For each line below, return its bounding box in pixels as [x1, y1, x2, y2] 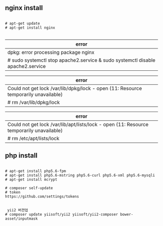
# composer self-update [5, 185, 53, 191]
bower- [120, 212, 133, 217]
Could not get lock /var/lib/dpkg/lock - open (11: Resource [7, 85, 142, 92]
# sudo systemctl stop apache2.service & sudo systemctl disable [7, 57, 156, 64]
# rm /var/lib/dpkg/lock [7, 99, 60, 106]
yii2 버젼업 [7, 208, 28, 212]
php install [5, 151, 38, 160]
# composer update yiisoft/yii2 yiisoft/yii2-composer [5, 212, 118, 217]
